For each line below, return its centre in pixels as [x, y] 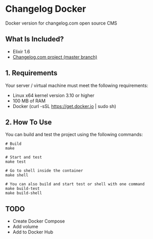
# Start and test [24, 157]
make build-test [22, 189]
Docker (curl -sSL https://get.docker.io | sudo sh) [64, 106]
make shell [17, 175]
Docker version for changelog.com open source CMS [61, 23]
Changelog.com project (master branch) [55, 57]
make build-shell [24, 193]
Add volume [25, 227]
